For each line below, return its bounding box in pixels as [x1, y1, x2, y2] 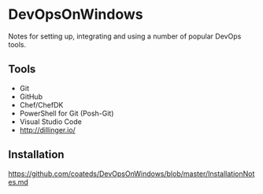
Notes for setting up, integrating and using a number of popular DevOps [8, 31, 242, 41]
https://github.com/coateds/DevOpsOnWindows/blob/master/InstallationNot [8, 169, 255, 178]
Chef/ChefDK [19, 100, 64, 109]
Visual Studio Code [19, 116, 83, 126]
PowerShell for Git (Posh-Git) [19, 108, 114, 118]
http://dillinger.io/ [19, 125, 76, 134]
